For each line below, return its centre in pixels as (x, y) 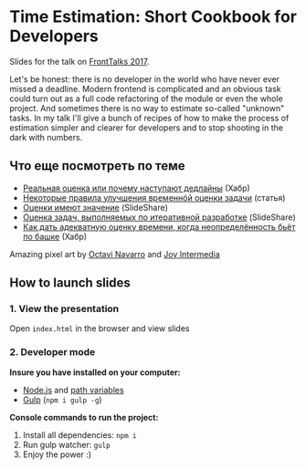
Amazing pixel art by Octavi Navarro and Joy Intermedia (115, 254)
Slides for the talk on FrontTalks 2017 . (79, 61)
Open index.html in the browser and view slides (100, 328)
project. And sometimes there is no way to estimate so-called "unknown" (147, 108)
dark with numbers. (46, 137)
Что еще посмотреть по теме (97, 166)
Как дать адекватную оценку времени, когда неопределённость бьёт (159, 226)
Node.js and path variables (74, 390)
